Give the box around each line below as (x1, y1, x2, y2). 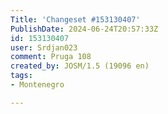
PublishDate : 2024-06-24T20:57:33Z (10, 24, 159, 34)
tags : (10, 71, 33, 81)
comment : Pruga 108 (10, 52, 92, 62)
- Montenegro (10, 80, 65, 90)
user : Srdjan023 (10, 42, 78, 53)
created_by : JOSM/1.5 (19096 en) (10, 61, 150, 71)
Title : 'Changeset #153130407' (10, 14, 141, 25)
